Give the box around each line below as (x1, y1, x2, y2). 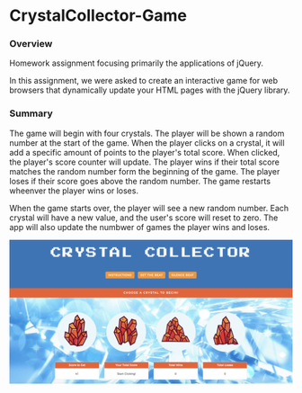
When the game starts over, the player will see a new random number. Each (9, 202, 289, 213)
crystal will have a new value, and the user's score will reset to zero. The (9, 212, 279, 223)
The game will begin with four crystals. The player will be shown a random (9, 128, 285, 138)
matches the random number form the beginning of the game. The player (9, 165, 280, 176)
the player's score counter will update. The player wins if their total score (9, 156, 280, 167)
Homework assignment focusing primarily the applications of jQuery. (9, 58, 263, 68)
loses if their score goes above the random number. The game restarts (9, 175, 271, 186)
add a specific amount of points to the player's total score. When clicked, (9, 147, 280, 157)
